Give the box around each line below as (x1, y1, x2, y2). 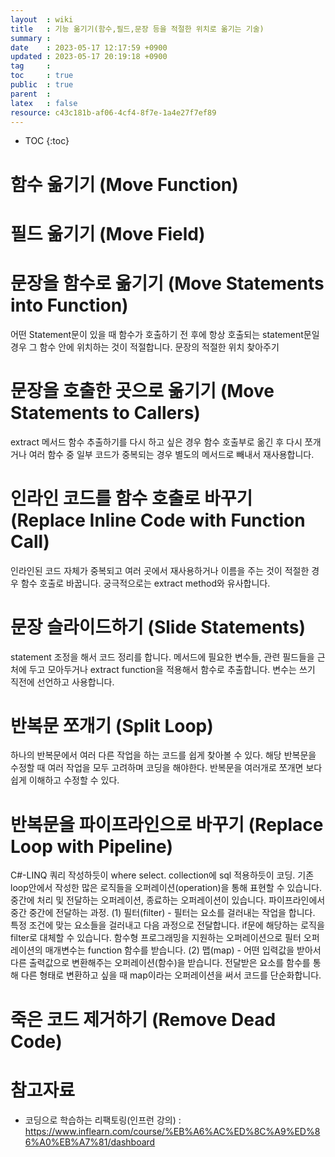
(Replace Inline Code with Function (10, 509, 306, 531)
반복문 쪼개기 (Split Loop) (10, 714, 214, 737)
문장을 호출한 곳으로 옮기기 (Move (10, 379, 275, 402)
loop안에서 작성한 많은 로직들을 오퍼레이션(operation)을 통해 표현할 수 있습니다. (10, 882, 323, 894)
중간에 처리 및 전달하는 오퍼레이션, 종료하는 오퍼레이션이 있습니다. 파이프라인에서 (10, 894, 326, 906)
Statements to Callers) (10, 401, 201, 424)
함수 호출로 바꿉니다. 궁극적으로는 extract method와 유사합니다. (20, 577, 271, 589)
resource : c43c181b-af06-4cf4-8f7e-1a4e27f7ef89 (10, 107, 217, 118)
